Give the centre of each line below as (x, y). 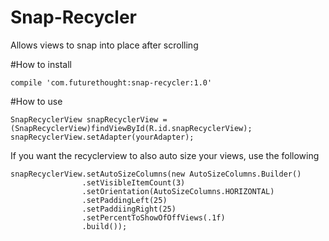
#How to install (41, 64)
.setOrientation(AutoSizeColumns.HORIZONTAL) (178, 191)
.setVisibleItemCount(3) (133, 182)
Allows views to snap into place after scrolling (104, 45)
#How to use (36, 101)
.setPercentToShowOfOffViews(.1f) (153, 217)
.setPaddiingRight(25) (129, 209)
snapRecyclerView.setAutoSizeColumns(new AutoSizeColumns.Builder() (156, 174)
